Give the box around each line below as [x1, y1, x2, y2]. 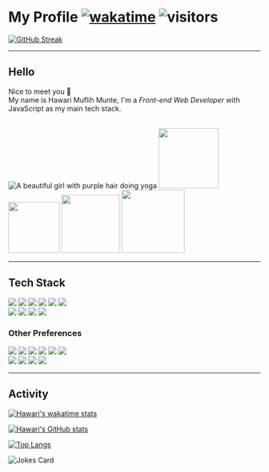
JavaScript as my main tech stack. [8, 103, 122, 113]
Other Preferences [8, 328, 82, 339]
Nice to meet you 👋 [8, 87, 72, 96]
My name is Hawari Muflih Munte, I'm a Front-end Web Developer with [8, 95, 240, 104]
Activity [8, 387, 50, 401]
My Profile [8, 8, 78, 26]
